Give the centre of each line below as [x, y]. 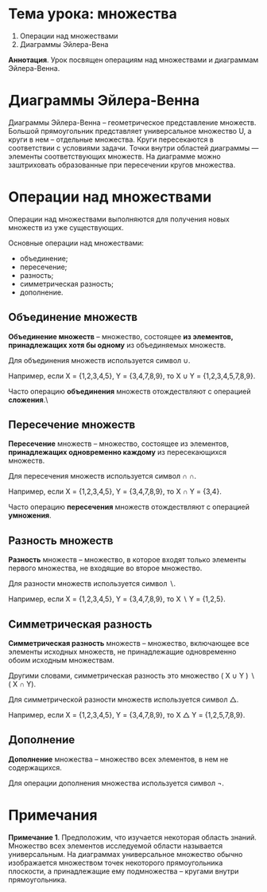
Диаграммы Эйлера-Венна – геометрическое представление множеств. [132, 122]
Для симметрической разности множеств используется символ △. [124, 700]
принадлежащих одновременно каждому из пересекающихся [118, 452]
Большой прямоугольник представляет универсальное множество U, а [130, 131]
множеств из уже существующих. [66, 227]
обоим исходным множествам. [62, 660]
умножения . [30, 515]
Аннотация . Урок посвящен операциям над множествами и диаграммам [133, 60]
